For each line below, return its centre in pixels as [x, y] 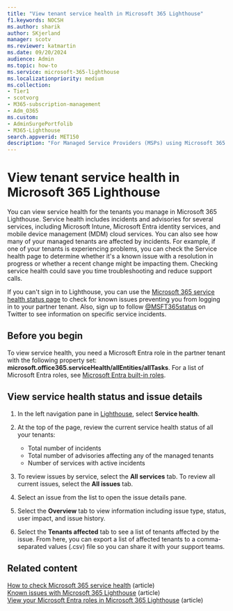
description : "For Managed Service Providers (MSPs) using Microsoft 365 [116, 144]
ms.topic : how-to [32, 65]
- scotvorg [23, 98]
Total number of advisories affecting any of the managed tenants [121, 455]
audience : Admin [31, 59]
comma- [209, 539]
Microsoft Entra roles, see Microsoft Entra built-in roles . [87, 375]
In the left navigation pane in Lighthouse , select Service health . [108, 413]
